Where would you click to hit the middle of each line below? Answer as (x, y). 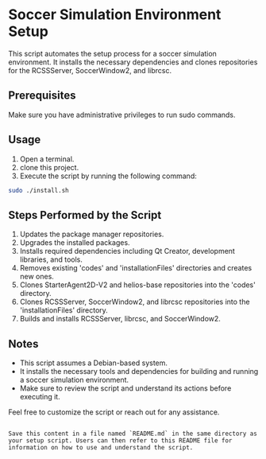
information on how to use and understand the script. (101, 448)
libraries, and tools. (51, 259)
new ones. (37, 277)
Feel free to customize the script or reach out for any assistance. (114, 412)
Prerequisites (42, 96)
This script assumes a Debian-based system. (94, 363)
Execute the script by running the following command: (108, 176)
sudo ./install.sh (39, 190)
